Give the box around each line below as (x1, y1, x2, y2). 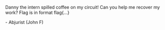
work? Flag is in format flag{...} (5, 9, 70, 15)
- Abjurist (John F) (5, 19, 44, 25)
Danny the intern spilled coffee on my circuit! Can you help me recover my (5, 4, 160, 10)
